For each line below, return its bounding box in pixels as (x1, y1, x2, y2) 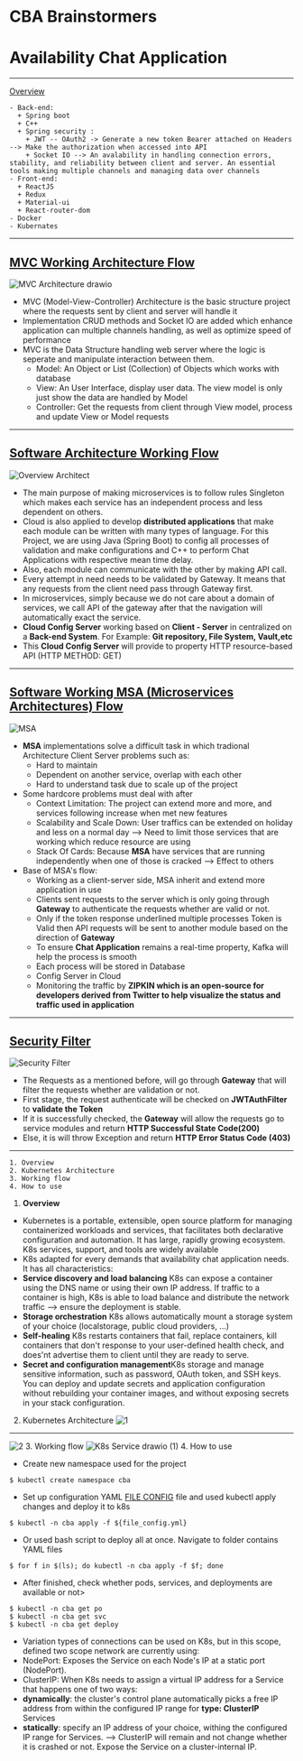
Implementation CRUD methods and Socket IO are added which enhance (22, 315, 293, 326)
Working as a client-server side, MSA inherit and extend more (35, 874, 266, 885)
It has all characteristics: (22, 1263, 114, 1274)
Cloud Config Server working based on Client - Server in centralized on (22, 621, 292, 632)
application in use (35, 884, 102, 895)
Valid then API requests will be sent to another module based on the (35, 922, 289, 933)
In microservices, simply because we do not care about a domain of (22, 593, 275, 604)
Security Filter (9, 1033, 92, 1048)
